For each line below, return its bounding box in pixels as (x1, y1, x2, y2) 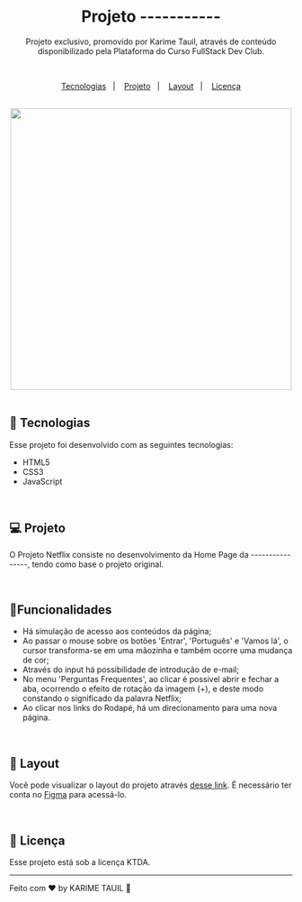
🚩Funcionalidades (9, 602, 112, 617)
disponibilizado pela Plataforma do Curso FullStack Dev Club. (37, 45, 265, 56)
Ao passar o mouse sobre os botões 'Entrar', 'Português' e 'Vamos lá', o (22, 635, 289, 646)
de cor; (22, 655, 49, 666)
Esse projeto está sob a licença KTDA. (9, 857, 151, 867)
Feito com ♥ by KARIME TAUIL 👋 (9, 883, 132, 893)
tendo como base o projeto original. (31, 559, 164, 569)
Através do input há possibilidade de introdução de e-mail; (22, 664, 240, 675)
